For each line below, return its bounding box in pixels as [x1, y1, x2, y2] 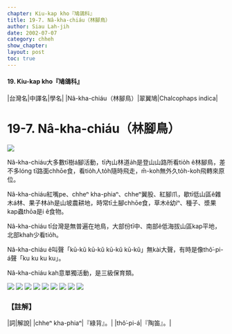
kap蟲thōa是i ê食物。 [7, 207, 68, 215]
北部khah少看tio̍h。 [7, 230, 62, 239]
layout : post [7, 49, 45, 56]
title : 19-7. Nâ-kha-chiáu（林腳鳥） [7, 17, 111, 24]
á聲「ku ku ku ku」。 [7, 254, 65, 262]
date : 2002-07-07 [7, 29, 57, 37]
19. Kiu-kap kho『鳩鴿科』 [7, 77, 83, 86]
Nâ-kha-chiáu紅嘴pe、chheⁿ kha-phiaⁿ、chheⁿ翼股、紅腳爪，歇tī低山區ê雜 [7, 189, 222, 198]
